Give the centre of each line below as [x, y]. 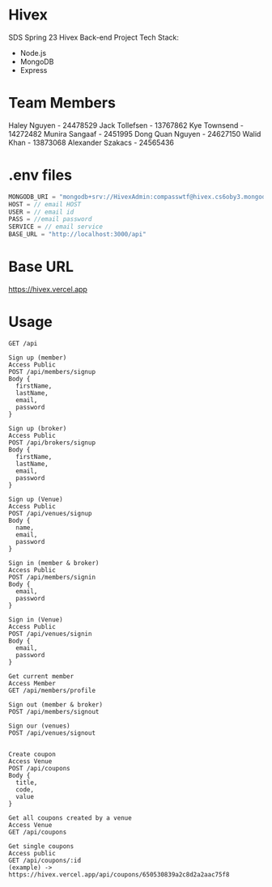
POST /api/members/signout [54, 711]
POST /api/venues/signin [50, 634]
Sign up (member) [38, 358]
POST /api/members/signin [52, 577]
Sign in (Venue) [36, 620]
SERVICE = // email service [56, 227]
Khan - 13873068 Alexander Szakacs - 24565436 [91, 142]
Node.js [33, 53]
